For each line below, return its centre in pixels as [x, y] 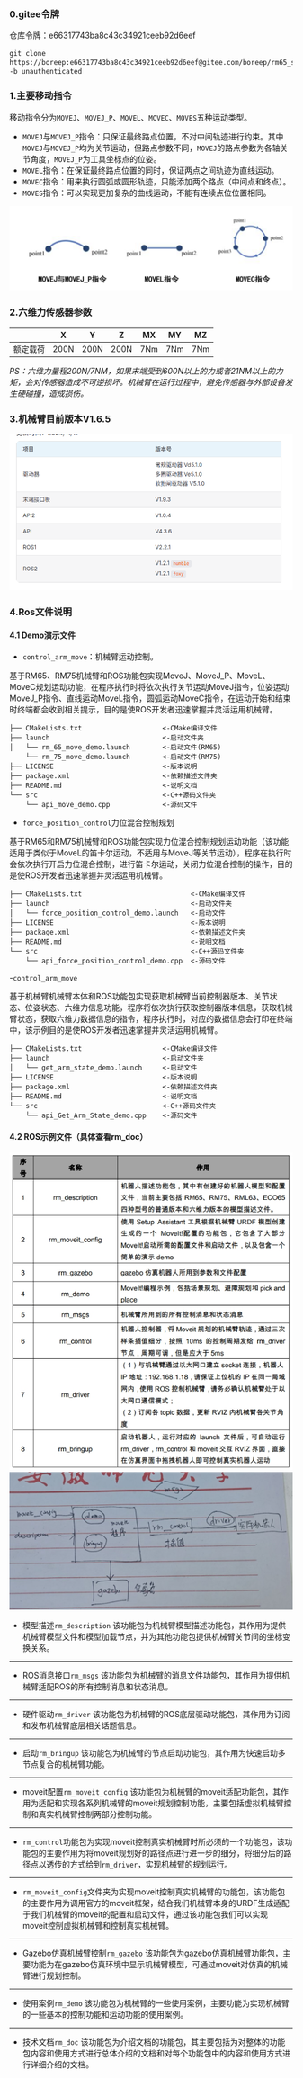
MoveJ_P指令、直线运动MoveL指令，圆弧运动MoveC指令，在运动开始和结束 [150, 698]
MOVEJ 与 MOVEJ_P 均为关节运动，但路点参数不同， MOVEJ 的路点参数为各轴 [151, 148]
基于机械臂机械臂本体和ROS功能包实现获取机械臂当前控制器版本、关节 [139, 997]
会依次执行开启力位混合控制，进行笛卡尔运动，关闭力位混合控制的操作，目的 [151, 864]
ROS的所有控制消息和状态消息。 [113, 1687]
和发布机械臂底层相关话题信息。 [81, 1725]
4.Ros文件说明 [41, 612]
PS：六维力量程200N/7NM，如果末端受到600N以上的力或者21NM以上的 [143, 371]
